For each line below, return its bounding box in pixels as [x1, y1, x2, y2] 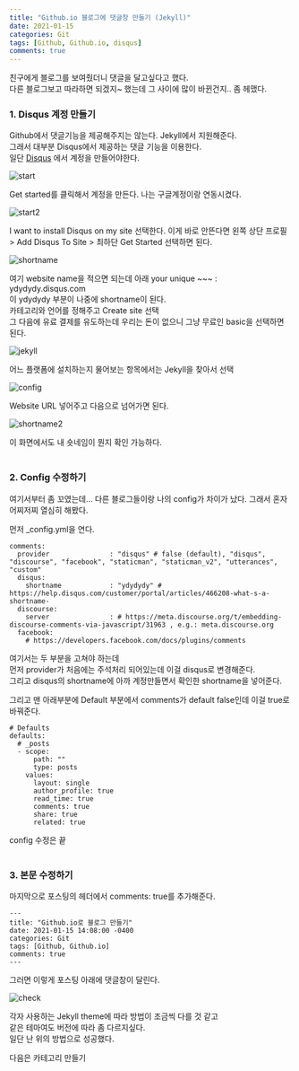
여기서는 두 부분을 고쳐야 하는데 [9, 653, 120, 663]
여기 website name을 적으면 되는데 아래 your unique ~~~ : [9, 273, 218, 284]
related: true [32, 818, 87, 827]
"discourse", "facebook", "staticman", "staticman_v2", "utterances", [9, 557, 278, 566]
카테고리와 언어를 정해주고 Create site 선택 [9, 305, 159, 316]
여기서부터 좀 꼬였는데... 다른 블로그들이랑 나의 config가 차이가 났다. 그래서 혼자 [9, 493, 288, 504]
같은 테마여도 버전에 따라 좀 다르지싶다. [9, 1023, 146, 1033]
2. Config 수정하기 [9, 471, 87, 484]
